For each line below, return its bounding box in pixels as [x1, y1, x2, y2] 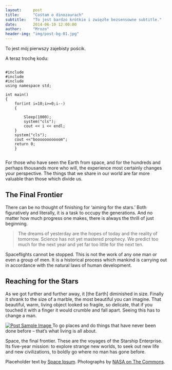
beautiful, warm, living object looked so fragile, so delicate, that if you [5, 301, 153, 307]
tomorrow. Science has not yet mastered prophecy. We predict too [17, 236, 159, 242]
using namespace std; [5, 83, 52, 88]
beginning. [5, 220, 28, 227]
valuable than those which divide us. [5, 176, 83, 182]
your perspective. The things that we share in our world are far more [5, 170, 150, 176]
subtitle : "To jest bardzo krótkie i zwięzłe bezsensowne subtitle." [5, 17, 162, 22]
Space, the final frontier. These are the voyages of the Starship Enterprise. [5, 338, 163, 344]
